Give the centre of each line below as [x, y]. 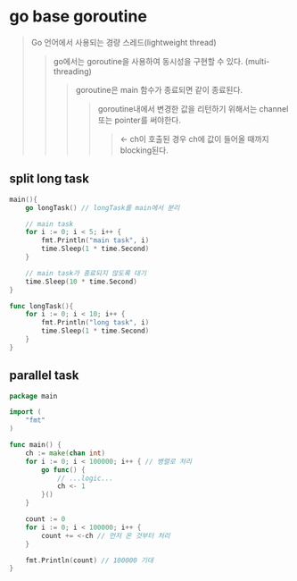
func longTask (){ [41, 306]
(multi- [257, 61]
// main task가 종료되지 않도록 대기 [86, 273]
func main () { [36, 445]
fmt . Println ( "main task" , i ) [95, 240]
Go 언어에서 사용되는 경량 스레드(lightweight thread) [124, 42]
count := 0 [45, 519]
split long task [49, 179]
